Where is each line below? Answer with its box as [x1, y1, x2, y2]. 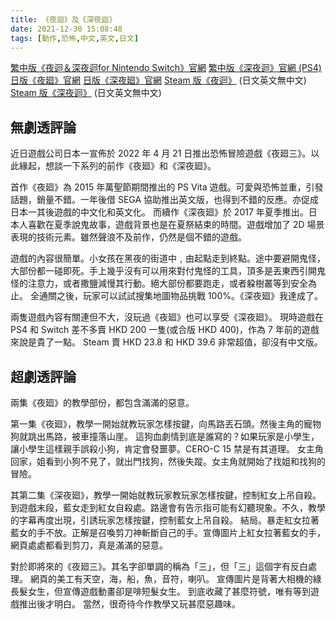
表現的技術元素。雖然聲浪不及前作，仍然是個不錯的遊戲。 [10, 231, 247, 243]
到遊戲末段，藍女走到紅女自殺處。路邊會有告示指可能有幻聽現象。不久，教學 [10, 502, 326, 513]
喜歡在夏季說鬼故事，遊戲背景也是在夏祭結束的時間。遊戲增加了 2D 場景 [27, 219, 325, 231]
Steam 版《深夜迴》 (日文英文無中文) [10, 87, 162, 99]
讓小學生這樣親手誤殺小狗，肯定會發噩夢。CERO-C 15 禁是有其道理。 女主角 [10, 443, 324, 455]
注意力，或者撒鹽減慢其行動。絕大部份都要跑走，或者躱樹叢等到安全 [27, 277, 308, 290]
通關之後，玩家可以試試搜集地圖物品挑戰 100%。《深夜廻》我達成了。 [38, 290, 323, 302]
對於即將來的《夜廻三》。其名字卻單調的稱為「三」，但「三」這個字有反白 [10, 561, 308, 572]
